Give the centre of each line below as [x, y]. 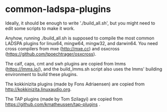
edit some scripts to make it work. [40, 28]
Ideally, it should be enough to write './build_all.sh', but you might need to [80, 23]
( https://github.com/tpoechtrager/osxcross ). [51, 54]
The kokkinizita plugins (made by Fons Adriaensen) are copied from [75, 84]
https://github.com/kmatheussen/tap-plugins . [53, 104]
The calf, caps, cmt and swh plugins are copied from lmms [65, 63]
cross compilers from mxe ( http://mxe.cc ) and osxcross [62, 48]
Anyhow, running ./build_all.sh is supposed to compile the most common [80, 38]
